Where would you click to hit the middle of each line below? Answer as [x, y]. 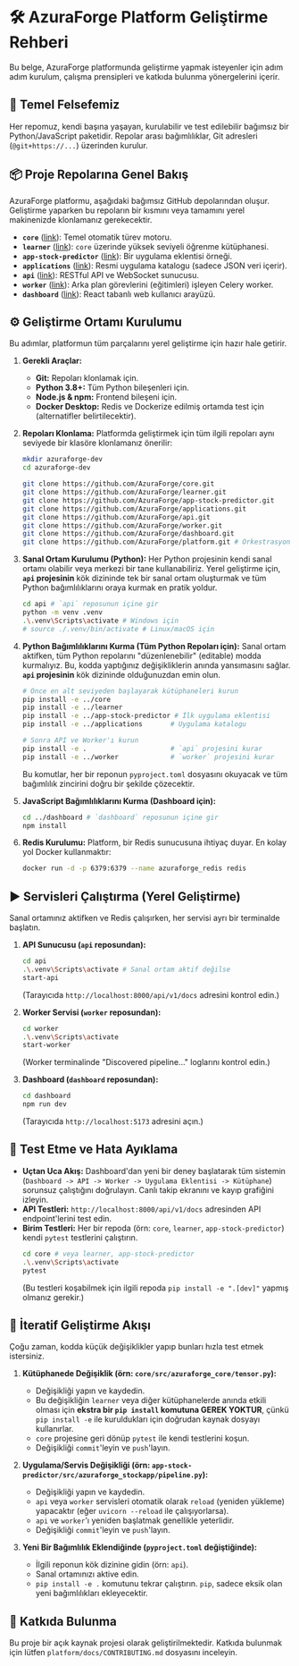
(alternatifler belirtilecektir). [86, 416]
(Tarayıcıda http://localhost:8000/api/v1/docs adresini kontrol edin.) [150, 994]
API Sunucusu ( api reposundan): [84, 945]
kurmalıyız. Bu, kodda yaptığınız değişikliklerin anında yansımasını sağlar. [156, 665]
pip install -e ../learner [72, 707]
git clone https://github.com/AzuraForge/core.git [118, 484]
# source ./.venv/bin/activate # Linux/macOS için [118, 629]
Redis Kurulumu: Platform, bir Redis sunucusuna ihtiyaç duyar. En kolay [154, 842]
